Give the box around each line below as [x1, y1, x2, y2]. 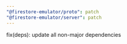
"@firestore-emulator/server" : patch [6, 14, 102, 20]
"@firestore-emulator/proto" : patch [6, 8, 99, 15]
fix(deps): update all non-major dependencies [6, 31, 122, 38]
